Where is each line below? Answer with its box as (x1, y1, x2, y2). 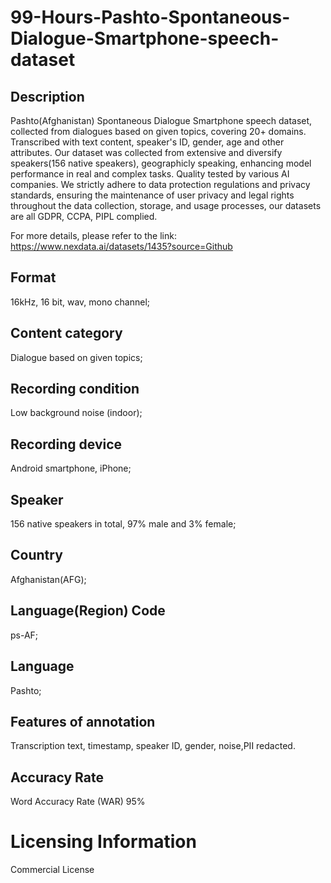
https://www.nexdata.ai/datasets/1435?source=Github (10, 241, 233, 252)
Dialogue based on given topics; (10, 351, 143, 363)
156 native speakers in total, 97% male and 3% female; (10, 518, 237, 530)
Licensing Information (10, 831, 197, 853)
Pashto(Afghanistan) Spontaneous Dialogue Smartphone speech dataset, (10, 115, 313, 126)
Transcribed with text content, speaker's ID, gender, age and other (10, 136, 285, 148)
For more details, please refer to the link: (10, 230, 177, 241)
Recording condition (10, 381, 140, 398)
